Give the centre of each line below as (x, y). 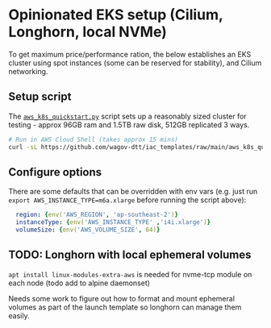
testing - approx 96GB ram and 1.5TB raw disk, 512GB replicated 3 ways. (129, 125)
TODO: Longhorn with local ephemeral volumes (130, 255)
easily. (19, 315)
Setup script (40, 97)
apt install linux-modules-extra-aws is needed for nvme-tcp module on (130, 274)
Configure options (55, 172)
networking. (28, 71)
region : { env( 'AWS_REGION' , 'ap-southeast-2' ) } (97, 215)
